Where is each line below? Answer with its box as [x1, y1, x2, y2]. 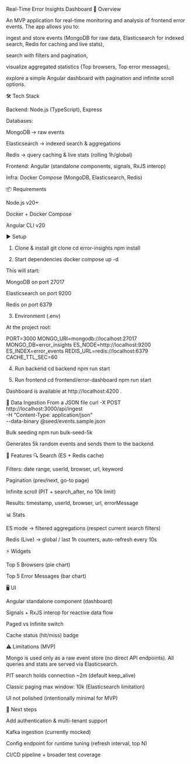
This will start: [6, 267, 40, 274]
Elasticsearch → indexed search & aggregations [6, 140, 121, 147]
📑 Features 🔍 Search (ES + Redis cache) [6, 452, 104, 459]
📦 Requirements [6, 186, 47, 192]
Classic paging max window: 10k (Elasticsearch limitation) [6, 683, 145, 690]
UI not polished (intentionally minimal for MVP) [6, 694, 118, 701]
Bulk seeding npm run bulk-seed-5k [6, 429, 93, 435]
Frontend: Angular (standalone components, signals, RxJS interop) [6, 163, 166, 170]
